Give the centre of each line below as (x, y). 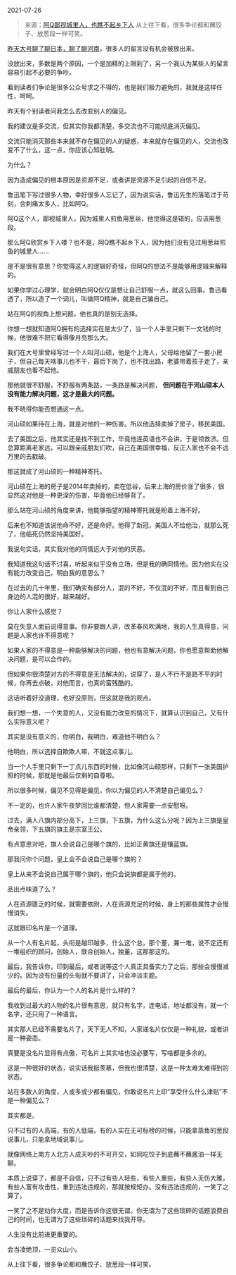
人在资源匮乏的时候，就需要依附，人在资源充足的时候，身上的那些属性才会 (115, 904)
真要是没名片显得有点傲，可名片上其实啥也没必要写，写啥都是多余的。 (109, 1053)
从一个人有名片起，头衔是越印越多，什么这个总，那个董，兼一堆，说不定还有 (118, 943)
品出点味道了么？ (32, 889)
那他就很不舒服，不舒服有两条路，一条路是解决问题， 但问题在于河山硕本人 (116, 385)
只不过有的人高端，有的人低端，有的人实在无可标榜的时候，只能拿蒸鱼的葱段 (118, 1130)
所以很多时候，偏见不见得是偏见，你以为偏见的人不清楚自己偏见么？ (106, 790)
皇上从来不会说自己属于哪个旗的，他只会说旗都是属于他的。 (93, 874)
